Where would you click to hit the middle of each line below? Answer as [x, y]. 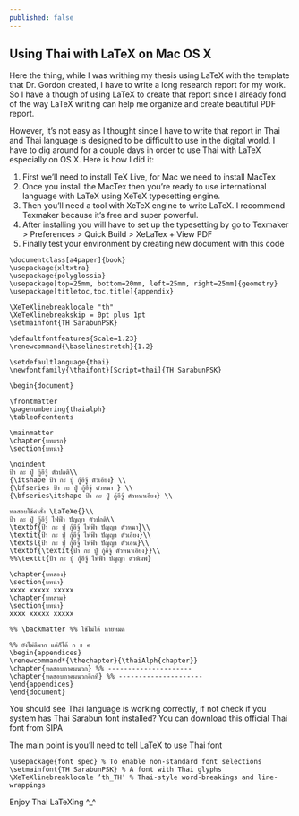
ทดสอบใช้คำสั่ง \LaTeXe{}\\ [51, 512]
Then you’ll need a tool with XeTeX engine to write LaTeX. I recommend [154, 206]
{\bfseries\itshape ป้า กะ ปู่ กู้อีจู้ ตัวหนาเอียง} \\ [91, 496]
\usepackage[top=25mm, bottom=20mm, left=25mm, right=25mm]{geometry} [144, 284]
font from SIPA [36, 728]
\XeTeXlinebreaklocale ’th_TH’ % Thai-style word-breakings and [132, 777]
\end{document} [38, 692]
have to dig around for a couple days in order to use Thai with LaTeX [135, 150]
